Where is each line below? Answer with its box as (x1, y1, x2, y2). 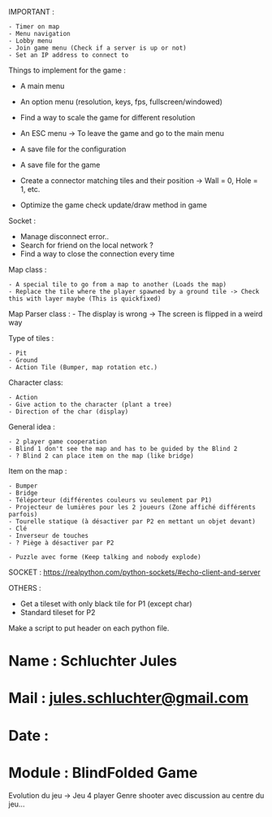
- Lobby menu (8, 37, 53, 45)
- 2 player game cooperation (8, 438, 107, 446)
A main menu (19, 81, 65, 90)
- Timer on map (8, 23, 60, 31)
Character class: (8, 378, 63, 387)
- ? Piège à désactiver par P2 (8, 539, 114, 547)
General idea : (8, 422, 55, 431)
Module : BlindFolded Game (8, 763, 198, 782)
